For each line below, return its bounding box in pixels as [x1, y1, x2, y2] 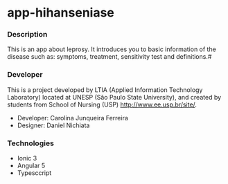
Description [7, 30, 48, 39]
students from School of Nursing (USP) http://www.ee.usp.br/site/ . [7, 100, 198, 109]
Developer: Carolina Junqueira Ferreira [17, 113, 128, 122]
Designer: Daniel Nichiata [17, 121, 90, 129]
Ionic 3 [17, 154, 37, 163]
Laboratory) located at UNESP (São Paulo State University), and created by [7, 93, 222, 101]
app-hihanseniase [7, 5, 114, 21]
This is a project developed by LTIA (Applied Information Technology [7, 85, 203, 94]
